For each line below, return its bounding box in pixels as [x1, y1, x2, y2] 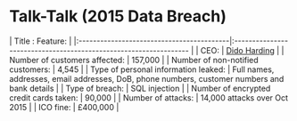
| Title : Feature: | [9, 36, 72, 46]
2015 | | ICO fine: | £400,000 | [9, 101, 120, 112]
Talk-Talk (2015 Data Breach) [9, 6, 227, 27]
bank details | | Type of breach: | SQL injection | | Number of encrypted [9, 83, 271, 93]
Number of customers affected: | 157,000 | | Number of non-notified [9, 54, 259, 65]
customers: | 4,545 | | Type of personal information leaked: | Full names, [9, 64, 275, 75]
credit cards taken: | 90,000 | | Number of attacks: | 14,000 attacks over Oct [9, 92, 288, 103]
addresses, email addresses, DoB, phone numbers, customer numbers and [9, 73, 285, 84]
